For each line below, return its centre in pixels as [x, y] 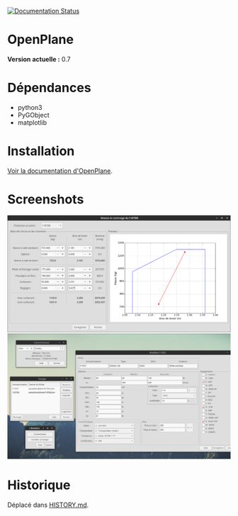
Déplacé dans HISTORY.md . [48, 505]
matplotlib [32, 122]
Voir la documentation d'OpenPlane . [60, 171]
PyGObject [33, 115]
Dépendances [49, 88]
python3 [30, 107]
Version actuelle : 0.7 [39, 59]
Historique [39, 485]
